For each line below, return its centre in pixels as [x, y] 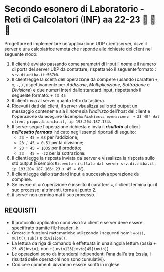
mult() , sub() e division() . [39, 238]
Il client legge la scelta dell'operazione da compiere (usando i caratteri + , [85, 79]
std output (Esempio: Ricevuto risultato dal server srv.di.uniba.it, [84, 163]
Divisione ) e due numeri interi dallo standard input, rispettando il [77, 90]
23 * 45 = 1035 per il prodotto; [50, 148]
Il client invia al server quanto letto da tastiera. [58, 100]
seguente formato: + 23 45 [39, 95]
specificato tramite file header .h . [45, 228]
